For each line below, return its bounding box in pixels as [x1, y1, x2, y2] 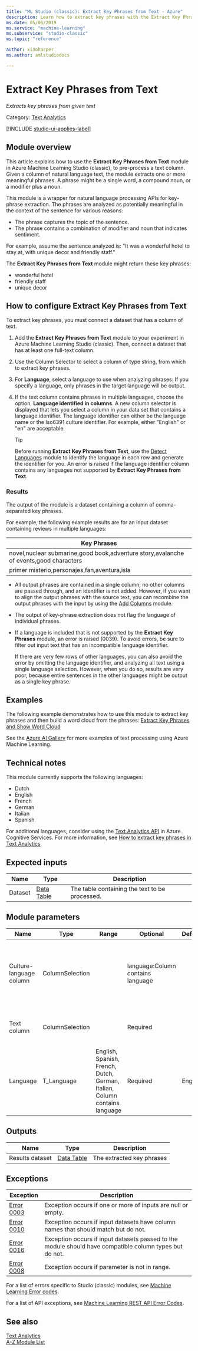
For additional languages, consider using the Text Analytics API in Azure [6, 828, 181, 835]
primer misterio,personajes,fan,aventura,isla [9, 566, 131, 574]
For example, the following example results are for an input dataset [6, 518, 169, 525]
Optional [139, 929, 164, 938]
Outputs [6, 1126, 37, 1136]
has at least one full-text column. [14, 347, 95, 354]
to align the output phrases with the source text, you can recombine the [14, 593, 189, 600]
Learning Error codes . [6, 1288, 60, 1295]
